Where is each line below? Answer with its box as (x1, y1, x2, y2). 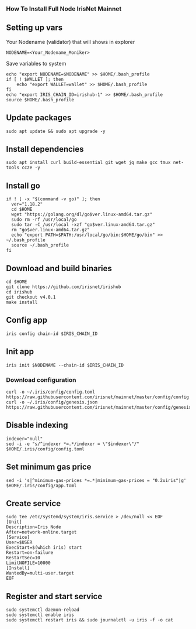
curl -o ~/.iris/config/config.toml (6, 389, 95, 395)
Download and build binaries (6, 263, 113, 274)
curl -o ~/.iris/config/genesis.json (6, 399, 98, 405)
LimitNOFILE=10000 (6, 560, 51, 566)
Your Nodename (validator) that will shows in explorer (6, 38, 135, 45)
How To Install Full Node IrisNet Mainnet (6, 5, 122, 13)
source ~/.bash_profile (11, 242, 69, 248)
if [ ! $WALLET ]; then (6, 76, 64, 82)
